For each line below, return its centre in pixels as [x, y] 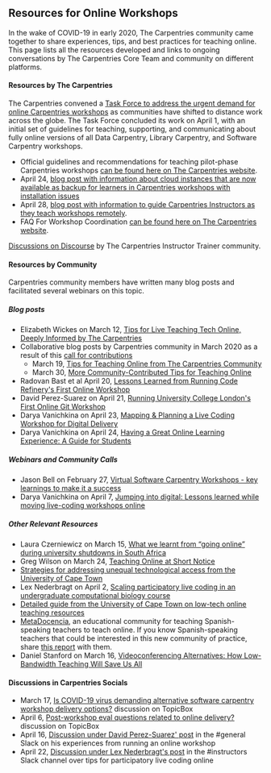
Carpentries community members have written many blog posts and [121, 282]
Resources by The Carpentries [60, 85]
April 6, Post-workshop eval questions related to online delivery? [127, 717]
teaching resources [52, 613]
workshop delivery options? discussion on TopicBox [106, 709]
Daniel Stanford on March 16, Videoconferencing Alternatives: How [131, 655]
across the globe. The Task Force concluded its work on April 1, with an [127, 121]
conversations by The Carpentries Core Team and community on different [131, 58]
